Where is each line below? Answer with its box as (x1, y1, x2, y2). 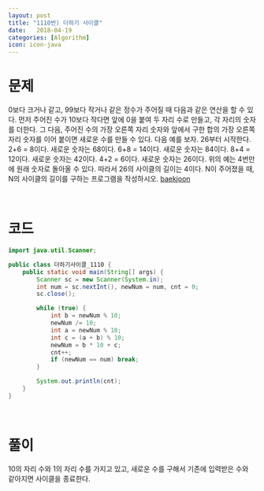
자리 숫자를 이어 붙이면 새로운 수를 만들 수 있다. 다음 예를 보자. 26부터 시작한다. (8, 135, 251, 144)
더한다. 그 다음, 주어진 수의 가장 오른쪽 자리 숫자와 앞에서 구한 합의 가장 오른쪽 (16, 125, 256, 134)
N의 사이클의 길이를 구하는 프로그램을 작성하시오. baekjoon (8, 174, 191, 184)
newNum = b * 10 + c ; (50, 341, 122, 349)
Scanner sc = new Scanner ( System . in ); (36, 275, 164, 283)
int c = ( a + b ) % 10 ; (50, 333, 125, 342)
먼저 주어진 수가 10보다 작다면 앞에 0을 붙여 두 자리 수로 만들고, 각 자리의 (18, 115, 242, 125)
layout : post (8, 11, 51, 20)
